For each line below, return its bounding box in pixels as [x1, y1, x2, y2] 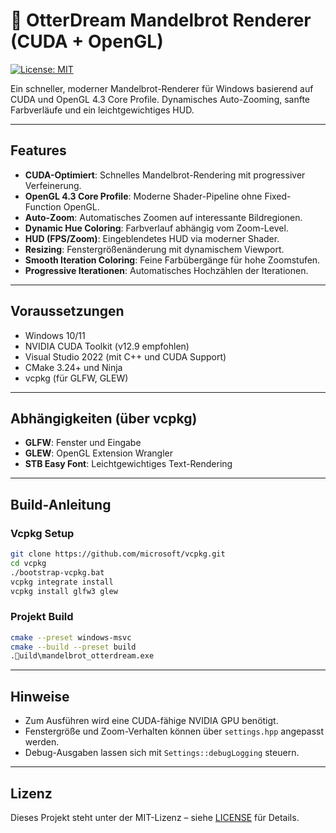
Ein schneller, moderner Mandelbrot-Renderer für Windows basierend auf [10, 82, 314, 94]
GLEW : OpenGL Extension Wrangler [24, 447, 173, 459]
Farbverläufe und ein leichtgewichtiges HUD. [10, 104, 195, 116]
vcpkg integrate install [10, 577, 114, 587]
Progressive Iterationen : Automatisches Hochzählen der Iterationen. [24, 264, 309, 276]
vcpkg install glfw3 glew [10, 586, 118, 596]
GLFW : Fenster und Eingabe [24, 437, 142, 449]
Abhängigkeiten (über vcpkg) [10, 410, 198, 427]
